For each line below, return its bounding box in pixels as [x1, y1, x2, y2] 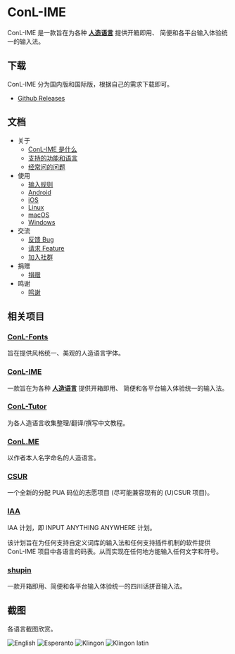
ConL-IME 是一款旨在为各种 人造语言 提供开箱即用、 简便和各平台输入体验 [7, 28, 222, 37]
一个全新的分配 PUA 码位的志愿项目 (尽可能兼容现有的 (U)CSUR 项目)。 [7, 489, 213, 497]
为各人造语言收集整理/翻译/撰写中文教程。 [7, 418, 129, 427]
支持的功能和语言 [27, 153, 78, 162]
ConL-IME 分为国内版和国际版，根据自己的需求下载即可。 [7, 80, 174, 88]
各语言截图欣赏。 [7, 624, 57, 633]
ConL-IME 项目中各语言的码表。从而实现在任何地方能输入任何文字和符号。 [7, 547, 223, 555]
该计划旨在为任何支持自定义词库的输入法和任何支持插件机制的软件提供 [7, 538, 211, 546]
